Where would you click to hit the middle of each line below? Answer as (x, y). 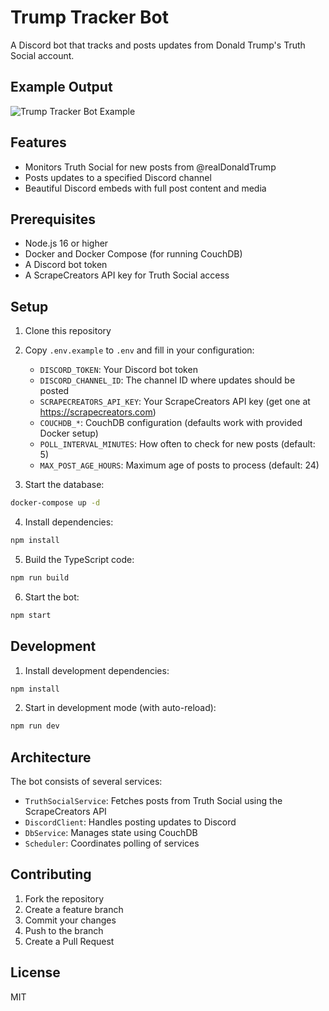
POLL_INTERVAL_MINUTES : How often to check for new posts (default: (177, 444)
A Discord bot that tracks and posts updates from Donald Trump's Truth (158, 45)
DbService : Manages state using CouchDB (111, 833)
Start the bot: (52, 597)
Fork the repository (64, 898)
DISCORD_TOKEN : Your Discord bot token (118, 370)
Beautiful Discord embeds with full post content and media (145, 188)
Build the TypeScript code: (79, 559)
